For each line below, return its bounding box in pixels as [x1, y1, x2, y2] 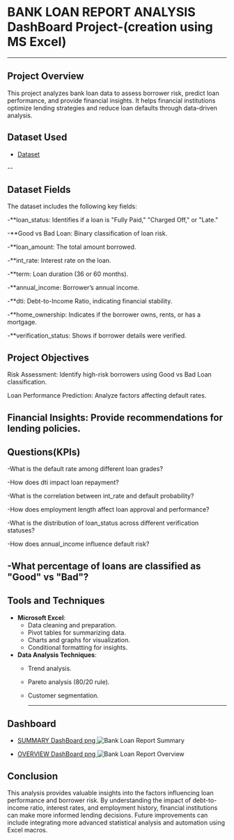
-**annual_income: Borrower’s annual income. [7, 284, 140, 292]
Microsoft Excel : [17, 613, 66, 622]
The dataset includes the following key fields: [7, 202, 137, 210]
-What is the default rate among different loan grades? [7, 465, 164, 473]
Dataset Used [7, 131, 68, 143]
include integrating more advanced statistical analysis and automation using [7, 818, 225, 827]
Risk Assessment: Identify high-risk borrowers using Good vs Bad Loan [7, 370, 212, 379]
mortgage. [7, 318, 37, 326]
